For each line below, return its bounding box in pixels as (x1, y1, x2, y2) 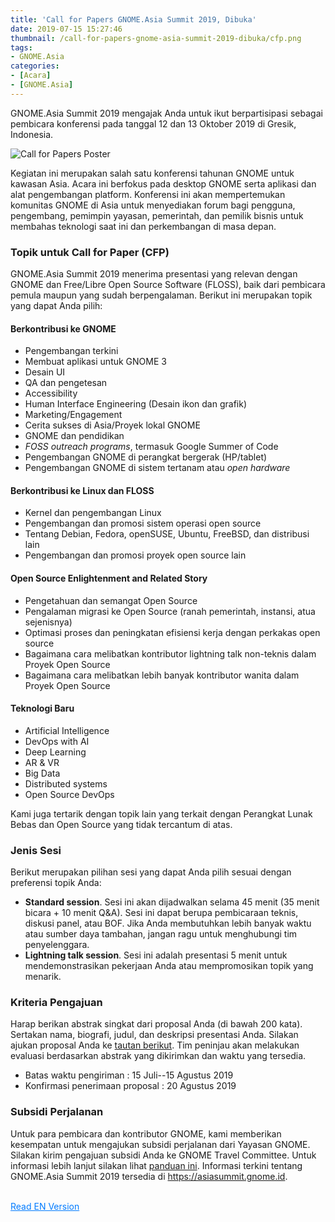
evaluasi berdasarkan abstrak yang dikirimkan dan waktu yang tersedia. (10, 1050, 307, 1062)
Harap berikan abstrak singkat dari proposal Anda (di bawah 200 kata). (10, 1018, 303, 1030)
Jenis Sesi (10, 843, 62, 857)
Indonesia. (10, 128, 54, 140)
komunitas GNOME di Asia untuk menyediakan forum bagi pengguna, (10, 199, 296, 211)
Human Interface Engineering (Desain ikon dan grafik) (24, 398, 248, 410)
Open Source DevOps (24, 788, 115, 800)
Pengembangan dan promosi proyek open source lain (24, 549, 247, 561)
